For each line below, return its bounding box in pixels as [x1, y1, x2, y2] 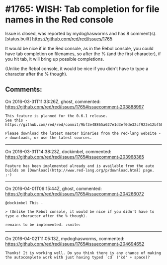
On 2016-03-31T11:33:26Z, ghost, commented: [5, 98, 101, 104]
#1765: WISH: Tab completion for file [5, 3, 160, 15]
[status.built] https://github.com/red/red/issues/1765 [5, 36, 113, 42]
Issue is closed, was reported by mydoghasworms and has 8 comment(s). [5, 30, 157, 36]
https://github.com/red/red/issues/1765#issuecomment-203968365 [5, 154, 144, 160]
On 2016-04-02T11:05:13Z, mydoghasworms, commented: [5, 235, 125, 242]
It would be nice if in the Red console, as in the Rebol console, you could [5, 45, 154, 51]
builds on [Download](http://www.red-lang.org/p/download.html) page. [5, 168, 155, 173]
